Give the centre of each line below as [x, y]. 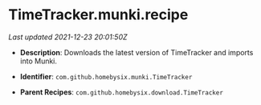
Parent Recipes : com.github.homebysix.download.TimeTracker [121, 92]
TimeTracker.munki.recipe [98, 15]
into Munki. [39, 61]
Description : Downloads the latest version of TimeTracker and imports [137, 52]
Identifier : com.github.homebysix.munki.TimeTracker [106, 76]
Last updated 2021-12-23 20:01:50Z [68, 37]
